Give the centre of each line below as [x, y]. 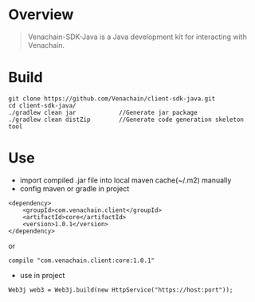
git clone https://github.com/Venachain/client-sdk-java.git [112, 98]
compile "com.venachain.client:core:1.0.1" [82, 261]
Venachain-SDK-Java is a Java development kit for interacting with [137, 37]
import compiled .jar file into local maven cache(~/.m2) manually [126, 180]
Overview [41, 15]
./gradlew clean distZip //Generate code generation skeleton [126, 120]
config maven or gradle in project [75, 188]
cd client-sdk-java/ [43, 105]
